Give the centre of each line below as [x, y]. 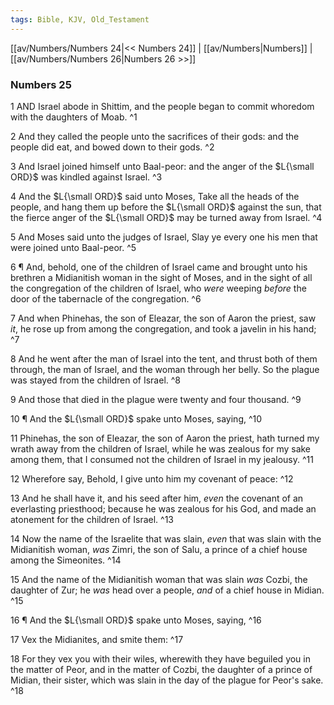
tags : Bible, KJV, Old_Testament [80, 19]
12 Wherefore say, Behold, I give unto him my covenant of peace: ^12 [152, 478]
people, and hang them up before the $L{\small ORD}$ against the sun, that [166, 207]
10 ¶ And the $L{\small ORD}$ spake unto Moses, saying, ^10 [136, 418]
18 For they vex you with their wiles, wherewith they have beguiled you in [160, 658]
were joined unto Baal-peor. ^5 [73, 247]
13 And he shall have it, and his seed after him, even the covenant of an [157, 498]
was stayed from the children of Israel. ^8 [95, 380]
